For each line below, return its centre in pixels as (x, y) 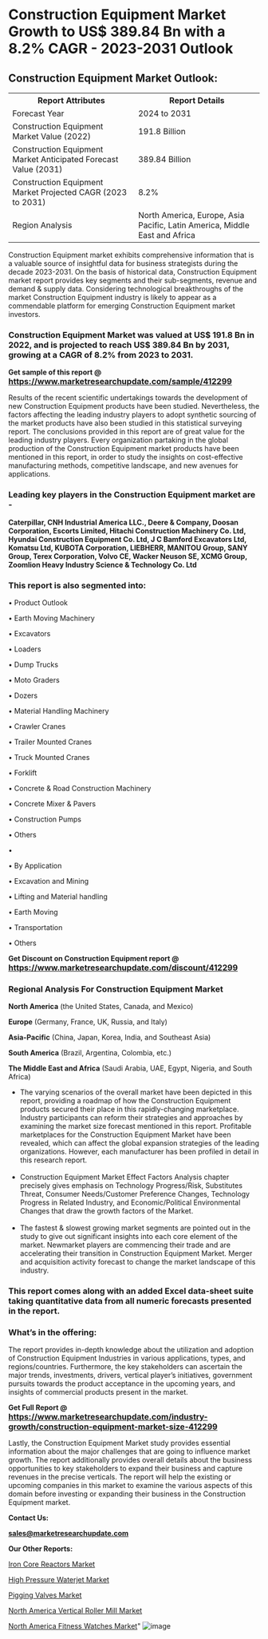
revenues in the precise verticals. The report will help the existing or (120, 1477)
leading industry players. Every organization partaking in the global (118, 440)
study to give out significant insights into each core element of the (128, 1237)
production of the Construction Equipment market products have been (124, 449)
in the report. (34, 1311)
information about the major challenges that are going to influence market (130, 1451)
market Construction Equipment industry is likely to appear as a (112, 297)
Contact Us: (29, 1518)
